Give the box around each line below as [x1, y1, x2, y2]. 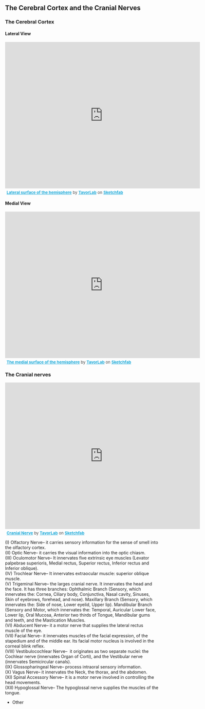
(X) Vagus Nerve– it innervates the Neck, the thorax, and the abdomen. [5, 669, 148, 675]
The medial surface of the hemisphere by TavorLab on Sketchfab [6, 359, 131, 365]
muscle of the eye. [5, 627, 42, 634]
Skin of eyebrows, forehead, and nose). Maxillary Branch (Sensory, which [5, 597, 152, 603]
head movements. [5, 680, 41, 686]
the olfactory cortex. [5, 544, 46, 551]
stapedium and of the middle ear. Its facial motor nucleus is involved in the [5, 638, 154, 644]
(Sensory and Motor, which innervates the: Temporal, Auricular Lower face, [5, 607, 156, 613]
